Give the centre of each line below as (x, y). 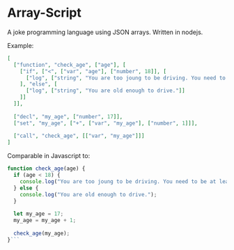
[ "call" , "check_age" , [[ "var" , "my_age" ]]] (79, 136)
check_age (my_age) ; (42, 233)
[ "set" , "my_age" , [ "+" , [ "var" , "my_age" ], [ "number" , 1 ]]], (106, 123)
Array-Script (44, 13)
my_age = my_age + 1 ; (45, 221)
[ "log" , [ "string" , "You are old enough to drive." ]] (106, 91)
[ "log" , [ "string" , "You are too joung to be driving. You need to (126, 78)
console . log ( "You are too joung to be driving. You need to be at (118, 181)
